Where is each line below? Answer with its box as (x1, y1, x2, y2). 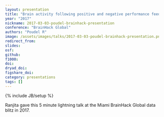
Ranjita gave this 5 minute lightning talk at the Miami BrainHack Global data (5, 102, 156, 108)
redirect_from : (5, 39, 36, 44)
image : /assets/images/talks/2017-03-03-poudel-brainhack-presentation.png (5, 34, 163, 39)
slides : (5, 43, 21, 48)
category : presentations (5, 75, 56, 80)
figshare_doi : (5, 70, 34, 75)
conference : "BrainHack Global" (5, 25, 71, 30)
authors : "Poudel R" (5, 30, 47, 34)
